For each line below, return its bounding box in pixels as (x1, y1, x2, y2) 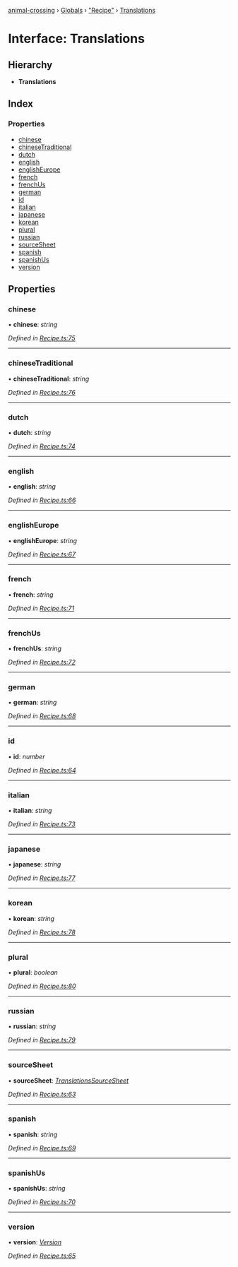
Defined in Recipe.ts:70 (8, 1198, 76, 1206)
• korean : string (8, 914, 55, 922)
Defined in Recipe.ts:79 (8, 1036, 76, 1045)
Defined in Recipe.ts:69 (8, 1143, 76, 1152)
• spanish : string (8, 1130, 58, 1138)
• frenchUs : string (8, 644, 62, 653)
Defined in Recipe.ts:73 (8, 820, 76, 828)
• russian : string (8, 1022, 56, 1030)
